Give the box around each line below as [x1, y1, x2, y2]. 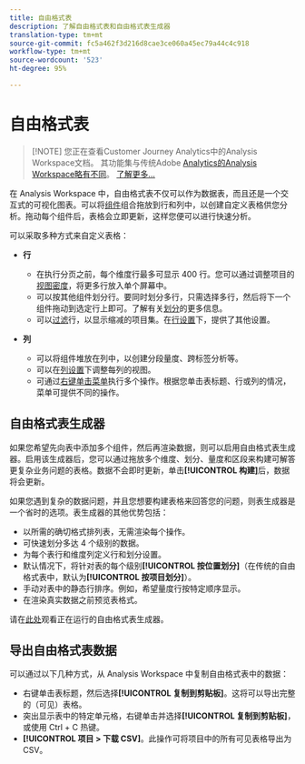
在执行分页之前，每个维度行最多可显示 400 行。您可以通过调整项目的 [35, 268, 295, 279]
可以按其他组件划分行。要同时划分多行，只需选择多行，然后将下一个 [35, 291, 291, 302]
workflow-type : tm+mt [9, 47, 92, 56]
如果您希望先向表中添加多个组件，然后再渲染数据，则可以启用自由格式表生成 [9, 442, 296, 453]
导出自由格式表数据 [9, 643, 117, 658]
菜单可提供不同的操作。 [35, 387, 124, 397]
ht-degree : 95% [9, 65, 67, 74]
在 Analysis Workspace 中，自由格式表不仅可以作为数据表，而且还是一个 [9, 187, 281, 198]
